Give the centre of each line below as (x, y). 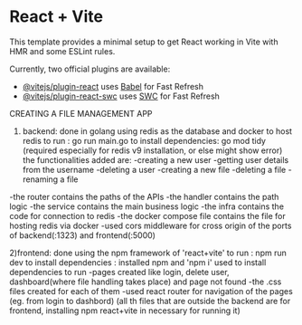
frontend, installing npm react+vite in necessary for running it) (125, 311)
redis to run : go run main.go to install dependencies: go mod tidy (144, 140)
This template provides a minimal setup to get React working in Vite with (144, 42)
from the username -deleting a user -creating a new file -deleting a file (154, 169)
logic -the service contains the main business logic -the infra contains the (147, 206)
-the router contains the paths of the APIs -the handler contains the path (144, 196)
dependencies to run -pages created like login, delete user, (119, 272)
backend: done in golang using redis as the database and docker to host (157, 131)
